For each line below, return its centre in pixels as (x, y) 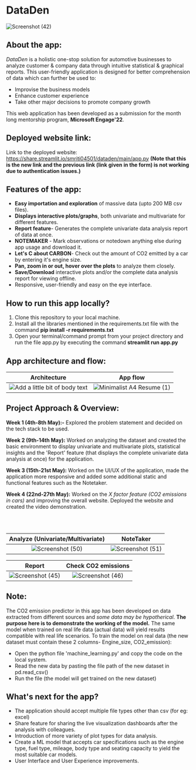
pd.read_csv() (31, 672)
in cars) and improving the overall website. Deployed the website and (90, 500)
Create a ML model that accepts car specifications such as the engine (99, 742)
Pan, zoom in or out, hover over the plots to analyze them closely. (95, 266)
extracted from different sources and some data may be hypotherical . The (96, 617)
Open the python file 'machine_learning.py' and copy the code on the (99, 653)
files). (21, 210)
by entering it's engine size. (48, 260)
